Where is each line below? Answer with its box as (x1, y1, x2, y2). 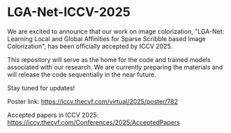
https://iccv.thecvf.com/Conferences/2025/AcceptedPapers (7, 118, 180, 126)
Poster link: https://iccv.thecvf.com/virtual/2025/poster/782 (7, 97, 178, 105)
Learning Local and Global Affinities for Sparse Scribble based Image (7, 34, 206, 42)
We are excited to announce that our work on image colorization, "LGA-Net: (7, 27, 225, 36)
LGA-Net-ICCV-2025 (7, 4, 131, 20)
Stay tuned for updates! (7, 84, 75, 92)
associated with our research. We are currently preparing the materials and (7, 63, 223, 71)
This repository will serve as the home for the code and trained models (7, 55, 211, 63)
